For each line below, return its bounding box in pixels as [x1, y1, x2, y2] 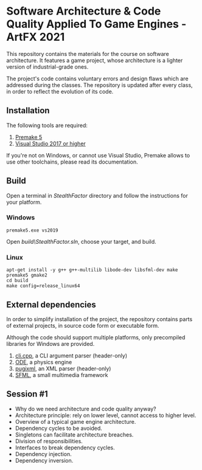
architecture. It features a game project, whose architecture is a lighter [6, 57, 183, 64]
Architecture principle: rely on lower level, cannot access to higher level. [15, 412, 197, 419]
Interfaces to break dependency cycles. [15, 444, 115, 451]
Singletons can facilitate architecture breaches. [15, 430, 134, 438]
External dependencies [6, 299, 96, 309]
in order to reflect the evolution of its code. [6, 88, 114, 95]
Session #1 [6, 389, 49, 399]
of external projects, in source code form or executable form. [6, 322, 159, 329]
